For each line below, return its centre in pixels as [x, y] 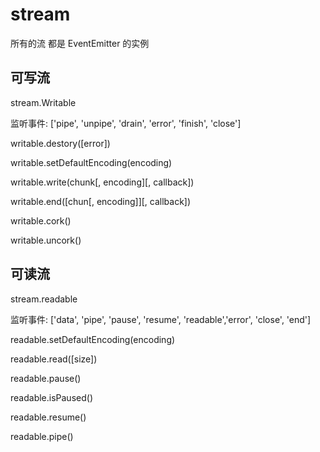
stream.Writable [43, 102]
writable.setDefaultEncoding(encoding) [91, 162]
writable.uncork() [46, 240]
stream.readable [44, 299]
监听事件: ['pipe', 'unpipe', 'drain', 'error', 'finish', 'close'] [126, 123]
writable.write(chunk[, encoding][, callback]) [102, 182]
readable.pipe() [42, 436]
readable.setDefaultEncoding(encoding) [93, 339]
